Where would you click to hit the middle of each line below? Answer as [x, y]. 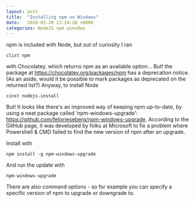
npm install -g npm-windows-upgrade [51, 154]
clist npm [18, 56]
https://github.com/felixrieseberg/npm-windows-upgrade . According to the [97, 120]
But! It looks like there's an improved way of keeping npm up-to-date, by [94, 107]
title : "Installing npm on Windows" [52, 17]
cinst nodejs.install [33, 96]
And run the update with [35, 165]
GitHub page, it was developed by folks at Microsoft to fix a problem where [97, 126]
